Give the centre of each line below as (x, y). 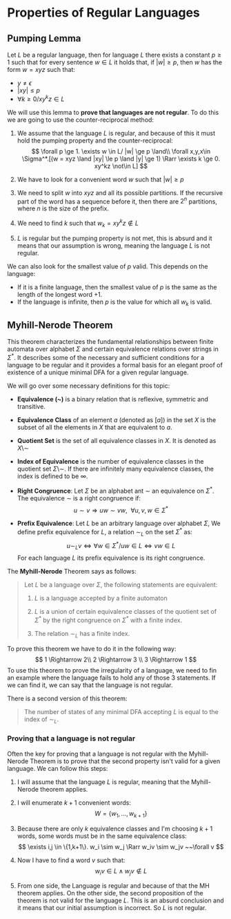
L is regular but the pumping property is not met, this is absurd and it (114, 238)
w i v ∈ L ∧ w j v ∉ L (121, 872)
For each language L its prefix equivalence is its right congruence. (111, 558)
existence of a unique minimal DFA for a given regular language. (98, 372)
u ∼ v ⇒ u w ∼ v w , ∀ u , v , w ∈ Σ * (121, 509)
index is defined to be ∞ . (52, 476)
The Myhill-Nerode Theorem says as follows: (72, 572)
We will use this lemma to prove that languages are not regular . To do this (113, 112)
